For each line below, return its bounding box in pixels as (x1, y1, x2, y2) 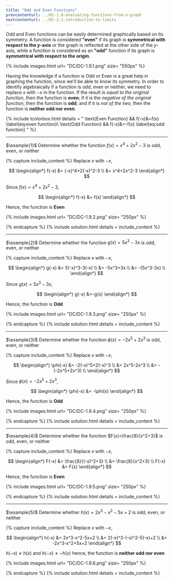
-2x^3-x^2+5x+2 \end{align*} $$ (52, 540, 122, 546)
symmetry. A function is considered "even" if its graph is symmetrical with (6, 37, 166, 43)
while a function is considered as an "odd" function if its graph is (16, 47, 155, 54)
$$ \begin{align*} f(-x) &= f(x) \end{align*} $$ (38, 194, 136, 200)
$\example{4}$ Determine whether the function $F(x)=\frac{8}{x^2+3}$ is (6, 433, 163, 439)
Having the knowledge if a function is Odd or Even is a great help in (6, 73, 148, 79)
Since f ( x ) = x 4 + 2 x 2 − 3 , (6, 183, 60, 190)
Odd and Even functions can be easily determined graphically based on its (6, 31, 164, 38)
